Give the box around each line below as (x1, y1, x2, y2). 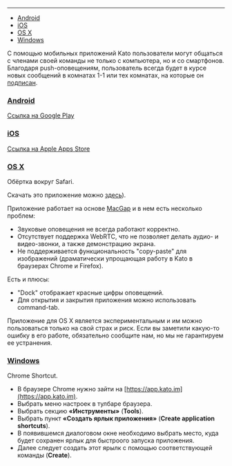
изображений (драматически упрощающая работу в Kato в (17, 254, 193, 263)
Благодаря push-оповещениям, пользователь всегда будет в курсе (7, 64, 207, 72)
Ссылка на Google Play (7, 111, 75, 120)
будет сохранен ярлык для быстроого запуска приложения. (17, 436, 195, 445)
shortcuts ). (17, 422, 50, 430)
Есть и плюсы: (7, 274, 50, 283)
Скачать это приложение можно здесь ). (7, 191, 126, 199)
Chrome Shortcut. (7, 371, 58, 380)
